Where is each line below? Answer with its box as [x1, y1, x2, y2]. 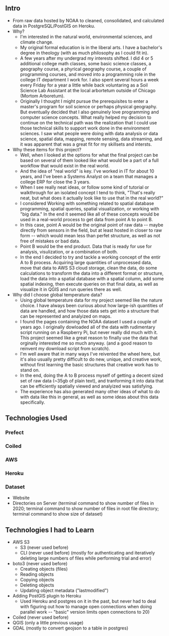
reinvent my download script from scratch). [20, 345, 110, 351]
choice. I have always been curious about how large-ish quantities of [20, 302, 163, 308]
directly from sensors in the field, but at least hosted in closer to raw [20, 227, 162, 233]
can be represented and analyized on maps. [20, 313, 112, 319]
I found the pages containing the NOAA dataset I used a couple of [20, 318, 157, 324]
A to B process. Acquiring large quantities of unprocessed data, [20, 259, 152, 265]
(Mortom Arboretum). [20, 93, 65, 99]
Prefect [5, 429, 24, 436]
